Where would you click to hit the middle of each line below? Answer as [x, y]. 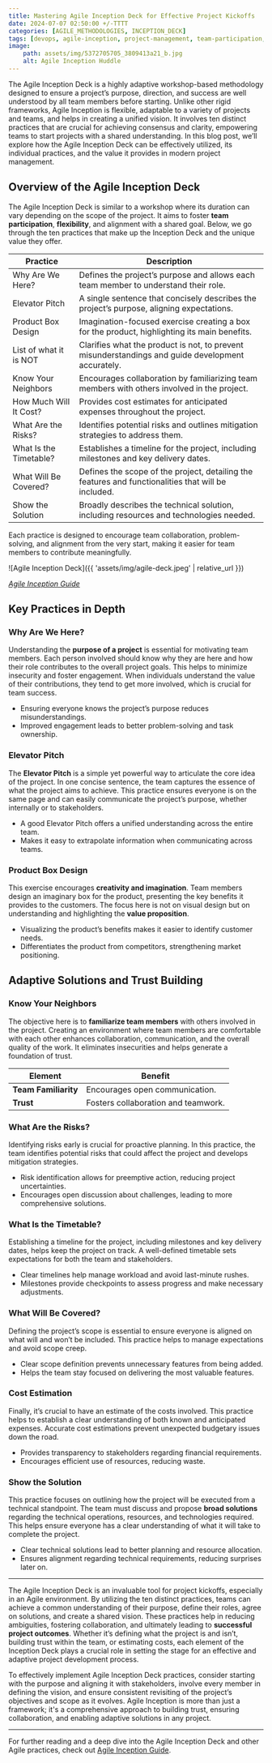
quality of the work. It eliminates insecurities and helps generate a [118, 1047]
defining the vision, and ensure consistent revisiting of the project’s [120, 1692]
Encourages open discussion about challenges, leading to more [126, 1194]
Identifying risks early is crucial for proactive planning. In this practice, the [132, 1145]
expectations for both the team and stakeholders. [91, 1259]
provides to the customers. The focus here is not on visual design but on [130, 905]
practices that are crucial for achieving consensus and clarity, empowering [133, 127]
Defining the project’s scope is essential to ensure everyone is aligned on [130, 1331]
